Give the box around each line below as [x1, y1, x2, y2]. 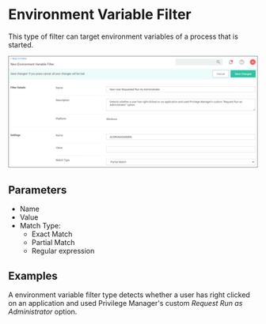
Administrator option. [8, 307, 78, 316]
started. [8, 40, 34, 49]
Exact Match [31, 229, 73, 239]
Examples [8, 269, 58, 282]
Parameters [8, 183, 67, 197]
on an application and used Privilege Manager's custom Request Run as [8, 298, 243, 307]
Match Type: [19, 221, 61, 231]
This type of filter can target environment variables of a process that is [8, 32, 239, 41]
